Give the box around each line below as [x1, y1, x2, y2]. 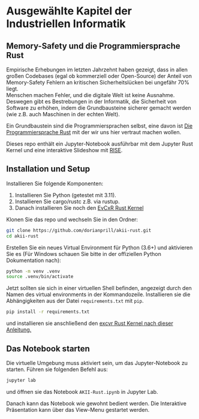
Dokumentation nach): [6, 257, 61, 264]
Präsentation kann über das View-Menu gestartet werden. [6, 406, 150, 413]
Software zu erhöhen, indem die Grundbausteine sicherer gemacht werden [6, 104, 192, 111]
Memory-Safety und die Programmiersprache [6, 41, 181, 51]
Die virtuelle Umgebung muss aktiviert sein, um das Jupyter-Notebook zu [6, 360, 188, 366]
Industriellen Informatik [6, 17, 126, 31]
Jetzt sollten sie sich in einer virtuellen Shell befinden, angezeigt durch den [6, 285, 192, 292]
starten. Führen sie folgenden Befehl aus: [6, 366, 108, 373]
